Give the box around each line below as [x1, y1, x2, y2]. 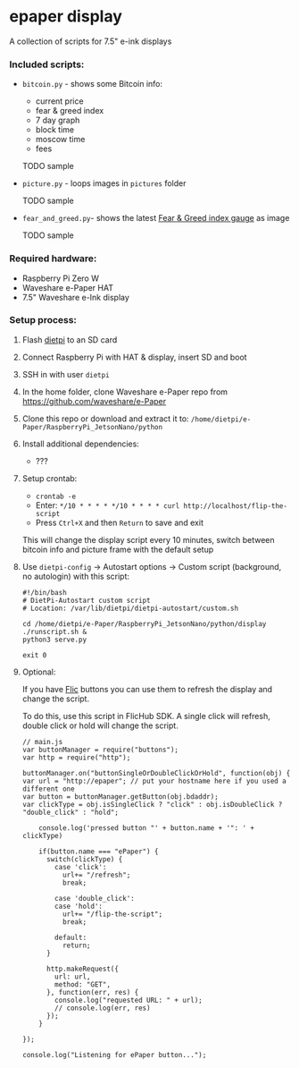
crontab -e [35, 492, 77, 501]
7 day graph [35, 114, 80, 126]
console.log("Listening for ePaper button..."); [21, 1050, 207, 1059]
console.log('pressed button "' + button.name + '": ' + [38, 823, 255, 833]
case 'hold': [54, 902, 103, 911]
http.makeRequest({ [46, 964, 119, 973]
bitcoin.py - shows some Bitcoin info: [21, 79, 163, 89]
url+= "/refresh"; [62, 870, 131, 879]
